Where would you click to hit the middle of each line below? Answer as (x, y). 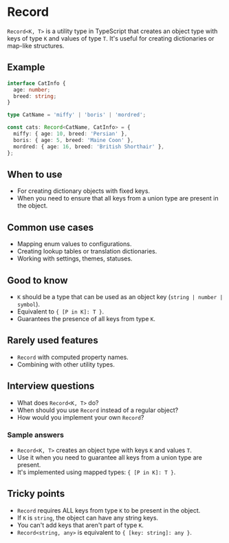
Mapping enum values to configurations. (74, 244)
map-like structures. (36, 45)
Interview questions (51, 386)
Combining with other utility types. (66, 364)
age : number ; (32, 90)
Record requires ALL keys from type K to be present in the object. (109, 510)
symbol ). (28, 304)
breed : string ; (35, 96)
